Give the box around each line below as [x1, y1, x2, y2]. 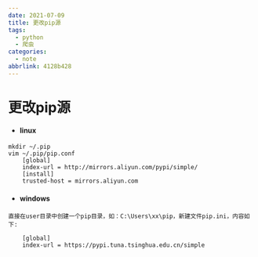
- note [15, 56, 37, 63]
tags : [8, 26, 26, 34]
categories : [8, 48, 47, 56]
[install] [22, 170, 55, 179]
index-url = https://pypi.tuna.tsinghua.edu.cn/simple [22, 241, 205, 249]
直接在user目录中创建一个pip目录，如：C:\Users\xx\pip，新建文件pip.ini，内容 [8, 212, 245, 220]
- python [15, 33, 44, 42]
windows [19, 194, 51, 203]
